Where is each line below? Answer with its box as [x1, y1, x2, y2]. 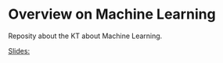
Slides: [8, 46, 30, 55]
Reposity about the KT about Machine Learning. [8, 31, 163, 40]
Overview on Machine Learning [8, 5, 217, 23]
